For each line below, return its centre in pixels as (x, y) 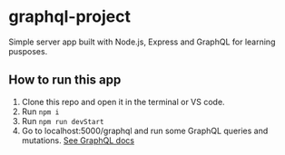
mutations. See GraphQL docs (78, 140)
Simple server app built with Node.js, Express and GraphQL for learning (142, 42)
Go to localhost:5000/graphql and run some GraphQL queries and (145, 131)
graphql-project (69, 17)
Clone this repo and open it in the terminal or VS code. (123, 102)
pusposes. (28, 51)
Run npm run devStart (63, 121)
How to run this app (65, 80)
